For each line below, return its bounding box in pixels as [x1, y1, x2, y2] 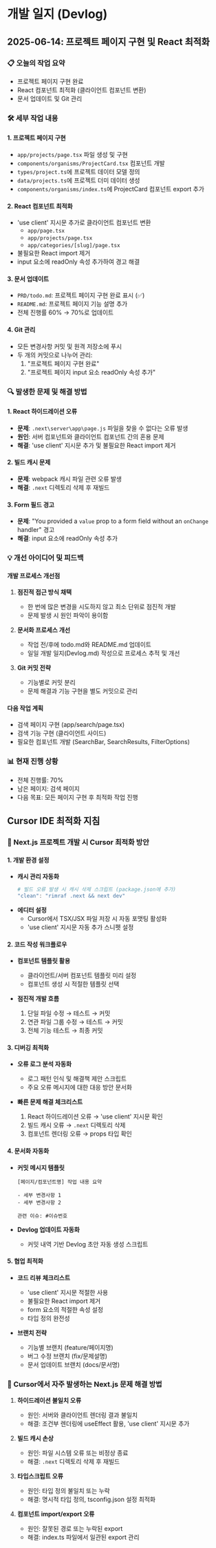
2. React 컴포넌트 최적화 [7, 202, 74, 210]
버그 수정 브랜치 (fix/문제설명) [27, 1352, 108, 1360]
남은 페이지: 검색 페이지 [17, 784, 80, 792]
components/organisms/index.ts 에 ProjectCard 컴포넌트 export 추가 [17, 185, 205, 193]
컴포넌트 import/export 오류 [17, 1510, 95, 1518]
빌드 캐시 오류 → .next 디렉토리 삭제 [27, 1121, 126, 1130]
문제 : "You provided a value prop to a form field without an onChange [17, 517, 208, 525]
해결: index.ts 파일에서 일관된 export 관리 [27, 1533, 140, 1542]
